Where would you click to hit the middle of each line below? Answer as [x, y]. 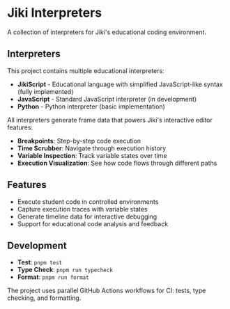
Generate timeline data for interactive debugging [87, 216]
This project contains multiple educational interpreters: [86, 70]
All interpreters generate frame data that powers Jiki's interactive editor [110, 120]
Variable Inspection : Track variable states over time [92, 155]
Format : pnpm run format [53, 277]
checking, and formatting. [44, 298]
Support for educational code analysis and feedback [93, 223]
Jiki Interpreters [55, 13]
